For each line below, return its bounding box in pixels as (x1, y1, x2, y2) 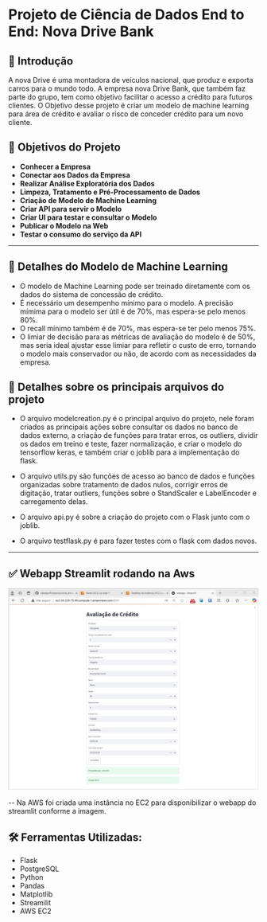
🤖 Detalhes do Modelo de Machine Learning (8, 260, 228, 274)
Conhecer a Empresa (19, 162, 91, 171)
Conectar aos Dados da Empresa (19, 170, 131, 180)
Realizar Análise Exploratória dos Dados (19, 178, 155, 188)
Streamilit (19, 898, 52, 908)
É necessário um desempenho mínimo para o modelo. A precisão (19, 298, 234, 307)
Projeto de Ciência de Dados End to (8, 6, 245, 24)
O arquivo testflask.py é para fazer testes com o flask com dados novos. (19, 536, 257, 546)
